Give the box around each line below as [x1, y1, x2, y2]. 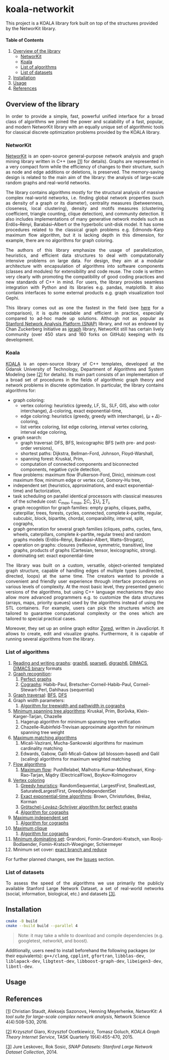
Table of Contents [6, 37, 44, 43]
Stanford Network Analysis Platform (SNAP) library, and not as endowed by [6, 321, 164, 327]
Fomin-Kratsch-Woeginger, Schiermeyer [39, 841, 123, 847]
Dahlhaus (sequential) [49, 686, 95, 692]
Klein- [136, 708, 149, 714]
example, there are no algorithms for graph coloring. [6, 237, 114, 244]
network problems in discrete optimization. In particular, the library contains [6, 382, 164, 388]
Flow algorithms [13, 761, 47, 767]
